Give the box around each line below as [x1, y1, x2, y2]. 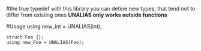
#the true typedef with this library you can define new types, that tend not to [6, 5, 196, 12]
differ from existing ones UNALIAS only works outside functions [6, 11, 167, 18]
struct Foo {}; [6, 34, 44, 40]
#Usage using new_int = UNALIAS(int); [6, 23, 102, 30]
